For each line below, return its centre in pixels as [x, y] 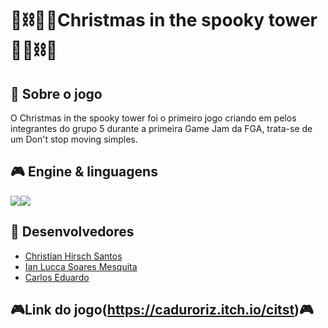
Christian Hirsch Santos [73, 256]
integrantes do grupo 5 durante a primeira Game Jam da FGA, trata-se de [161, 128]
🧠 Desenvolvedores [72, 232]
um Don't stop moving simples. [74, 139]
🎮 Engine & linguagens [84, 172]
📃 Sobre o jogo [56, 93]
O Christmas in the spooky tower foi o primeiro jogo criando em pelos [153, 118]
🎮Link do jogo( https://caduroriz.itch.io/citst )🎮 [162, 310]
